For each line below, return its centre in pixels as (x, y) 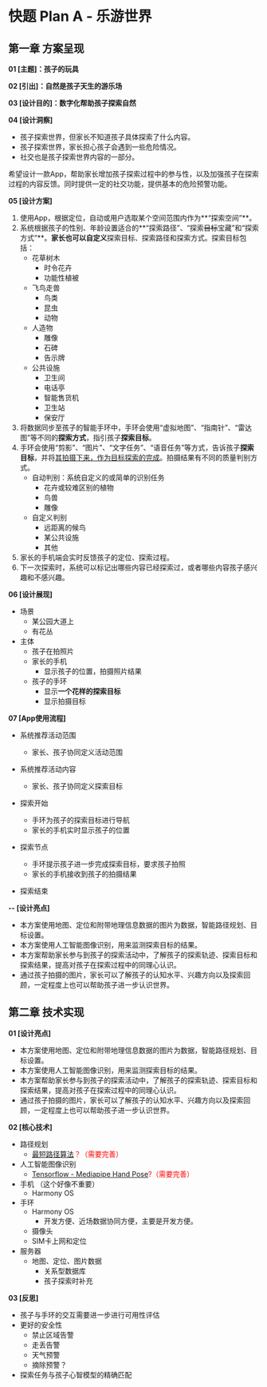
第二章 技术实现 (46, 1013)
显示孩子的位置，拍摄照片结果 (92, 671)
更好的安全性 (41, 1325)
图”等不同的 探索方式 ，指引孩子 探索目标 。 (88, 437)
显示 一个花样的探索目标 (82, 691)
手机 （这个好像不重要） (59, 1184)
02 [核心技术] (31, 1127)
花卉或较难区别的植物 (79, 487)
